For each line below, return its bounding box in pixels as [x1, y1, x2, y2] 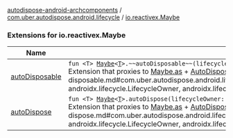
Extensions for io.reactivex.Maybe [7, 30, 126, 40]
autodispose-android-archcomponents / [7, 6, 123, 14]
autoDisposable [10, 72, 62, 81]
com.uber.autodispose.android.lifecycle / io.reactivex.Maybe [7, 13, 180, 21]
